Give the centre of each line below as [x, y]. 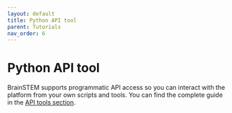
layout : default [31, 14]
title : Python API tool [42, 20]
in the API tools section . [41, 102]
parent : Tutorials [34, 27]
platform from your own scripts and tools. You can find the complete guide [115, 95]
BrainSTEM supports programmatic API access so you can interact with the [116, 88]
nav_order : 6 [26, 33]
